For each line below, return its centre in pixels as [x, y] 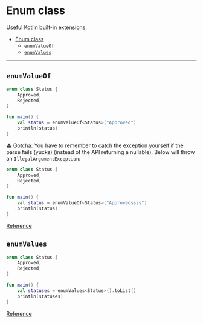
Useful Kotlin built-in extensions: [47, 27]
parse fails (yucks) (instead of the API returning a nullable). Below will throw [101, 152]
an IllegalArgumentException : [43, 158]
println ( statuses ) [40, 296]
